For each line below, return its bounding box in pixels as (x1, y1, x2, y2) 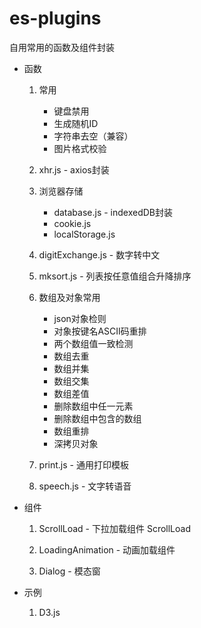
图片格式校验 (53, 142, 107, 154)
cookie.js (53, 217, 92, 229)
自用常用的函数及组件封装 (9, 41, 115, 53)
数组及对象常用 (38, 291, 101, 303)
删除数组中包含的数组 (53, 412, 142, 424)
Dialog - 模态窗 (38, 565, 101, 577)
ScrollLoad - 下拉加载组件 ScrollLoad (38, 522, 191, 534)
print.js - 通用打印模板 (38, 458, 129, 471)
